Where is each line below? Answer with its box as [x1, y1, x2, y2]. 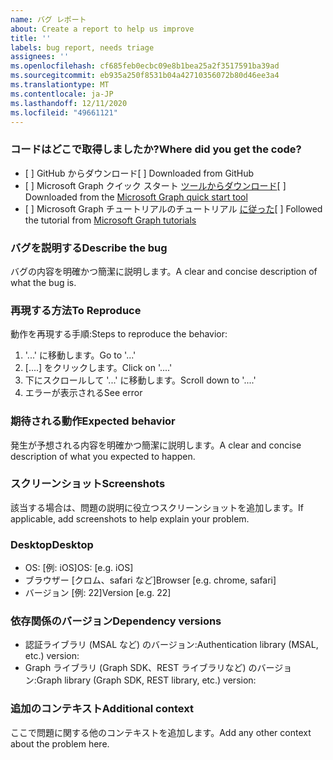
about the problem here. [10, 737, 110, 750]
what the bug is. [10, 276, 77, 288]
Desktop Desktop [10, 537, 94, 551]
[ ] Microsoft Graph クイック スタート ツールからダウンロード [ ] [24, 179, 287, 191]
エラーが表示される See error [24, 387, 143, 399]
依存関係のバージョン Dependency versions [10, 614, 222, 628]
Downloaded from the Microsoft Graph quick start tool [24, 191, 248, 203]
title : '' [10, 33, 52, 43]
